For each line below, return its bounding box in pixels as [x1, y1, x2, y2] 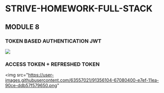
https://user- [28, 72, 54, 78]
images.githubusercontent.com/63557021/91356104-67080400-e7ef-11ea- [5, 77, 159, 83]
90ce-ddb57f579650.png [5, 83, 57, 89]
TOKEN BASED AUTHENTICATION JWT [5, 38, 102, 45]
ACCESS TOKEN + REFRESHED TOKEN [5, 60, 100, 67]
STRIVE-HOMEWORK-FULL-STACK [5, 3, 153, 14]
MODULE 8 [5, 23, 40, 31]
